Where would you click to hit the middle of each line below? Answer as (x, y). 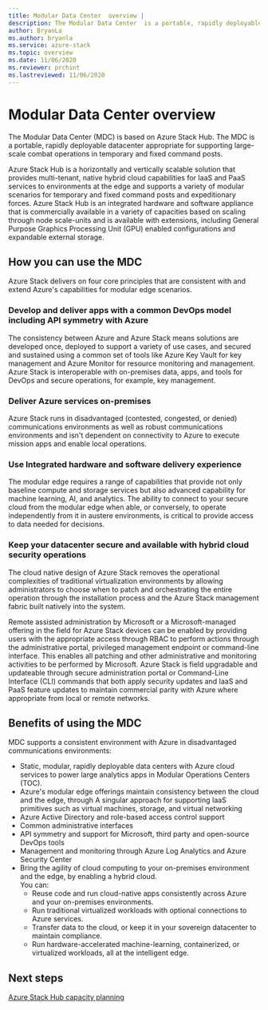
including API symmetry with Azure (79, 320)
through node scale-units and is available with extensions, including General (134, 220)
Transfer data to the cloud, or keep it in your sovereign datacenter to (144, 928)
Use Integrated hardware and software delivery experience (125, 464)
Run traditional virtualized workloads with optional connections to (139, 910)
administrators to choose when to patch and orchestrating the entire (120, 589)
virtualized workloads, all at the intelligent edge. (110, 953)
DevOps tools (42, 842)
